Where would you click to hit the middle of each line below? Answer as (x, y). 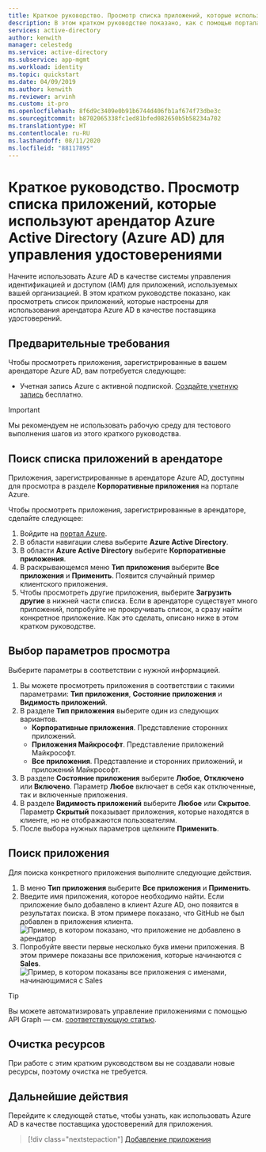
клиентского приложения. (64, 584)
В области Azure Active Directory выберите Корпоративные (122, 550)
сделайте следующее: (46, 518)
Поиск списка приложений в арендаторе (116, 459)
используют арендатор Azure (112, 221)
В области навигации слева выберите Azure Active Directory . (124, 542)
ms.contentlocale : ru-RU (49, 133)
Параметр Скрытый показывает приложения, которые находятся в (134, 812)
